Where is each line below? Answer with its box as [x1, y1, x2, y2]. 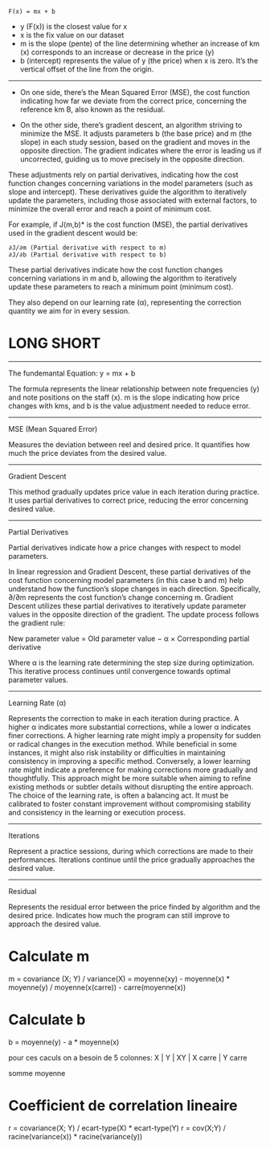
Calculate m [8, 947, 90, 966]
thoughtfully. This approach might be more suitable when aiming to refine [8, 773, 252, 783]
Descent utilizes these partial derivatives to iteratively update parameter [8, 601, 247, 610]
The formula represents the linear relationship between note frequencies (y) [8, 384, 260, 393]
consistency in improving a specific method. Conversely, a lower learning [8, 756, 251, 765]
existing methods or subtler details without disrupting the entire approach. [8, 782, 254, 791]
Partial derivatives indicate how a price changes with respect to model [8, 543, 241, 552]
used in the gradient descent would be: [8, 228, 138, 237]
